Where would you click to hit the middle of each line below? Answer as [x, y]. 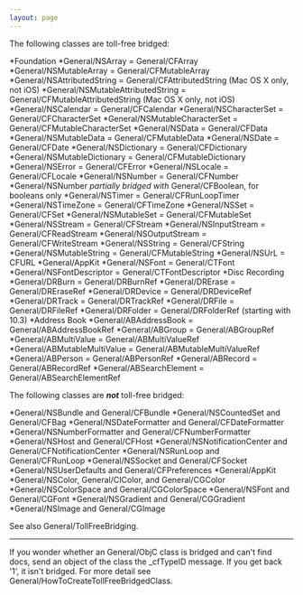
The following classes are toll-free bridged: [89, 43]
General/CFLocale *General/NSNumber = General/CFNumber [124, 176]
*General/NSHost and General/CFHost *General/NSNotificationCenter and [148, 441]
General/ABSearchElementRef [65, 377]
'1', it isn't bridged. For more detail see [80, 571]
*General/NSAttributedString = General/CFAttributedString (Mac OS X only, [149, 80]
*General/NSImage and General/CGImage [87, 508]
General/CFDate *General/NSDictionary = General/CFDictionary [129, 147]
